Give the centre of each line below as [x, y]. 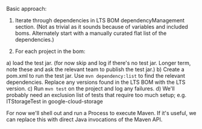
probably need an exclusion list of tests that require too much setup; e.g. [96, 95]
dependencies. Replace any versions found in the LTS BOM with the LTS [96, 82]
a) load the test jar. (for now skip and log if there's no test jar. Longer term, [99, 63]
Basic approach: [27, 9]
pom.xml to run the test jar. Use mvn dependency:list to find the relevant [96, 76]
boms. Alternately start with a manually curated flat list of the [91, 33]
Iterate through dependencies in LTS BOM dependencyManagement [100, 20]
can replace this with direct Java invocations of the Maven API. [84, 119]
